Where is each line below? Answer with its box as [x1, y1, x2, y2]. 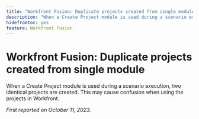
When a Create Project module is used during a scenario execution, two [6, 82, 182, 90]
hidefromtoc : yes [6, 19, 49, 25]
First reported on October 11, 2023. [6, 107, 92, 114]
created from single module [6, 63, 145, 77]
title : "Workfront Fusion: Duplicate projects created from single [6, 8, 176, 15]
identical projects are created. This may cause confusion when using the [6, 89, 184, 96]
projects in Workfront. [6, 95, 60, 102]
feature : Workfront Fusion [6, 25, 73, 31]
